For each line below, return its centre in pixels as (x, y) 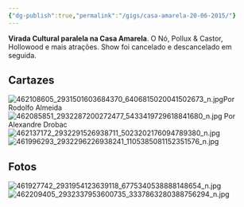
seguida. (23, 55)
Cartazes (31, 80)
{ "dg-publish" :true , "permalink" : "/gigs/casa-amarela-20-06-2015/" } (122, 16)
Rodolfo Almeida (35, 107)
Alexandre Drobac (38, 125)
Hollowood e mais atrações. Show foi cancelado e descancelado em (120, 47)
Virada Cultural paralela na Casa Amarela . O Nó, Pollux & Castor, (116, 38)
